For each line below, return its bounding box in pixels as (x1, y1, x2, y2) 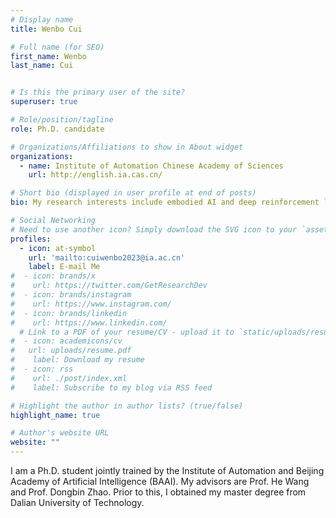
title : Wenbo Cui (10, 24, 83, 34)
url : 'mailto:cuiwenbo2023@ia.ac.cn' (28, 252, 186, 263)
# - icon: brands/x (10, 271, 97, 281)
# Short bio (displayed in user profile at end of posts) (10, 188, 257, 198)
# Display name (10, 14, 74, 25)
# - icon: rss (10, 364, 74, 374)
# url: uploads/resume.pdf (10, 346, 132, 356)
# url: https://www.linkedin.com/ (10, 317, 168, 328)
